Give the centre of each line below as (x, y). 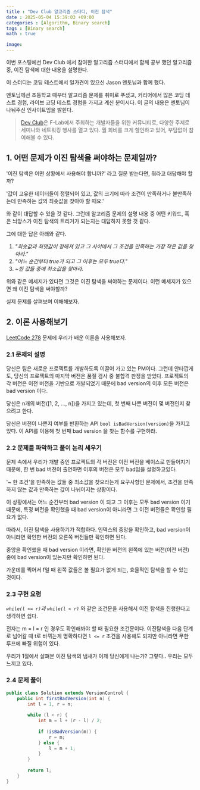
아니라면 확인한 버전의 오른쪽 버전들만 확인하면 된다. (66, 537)
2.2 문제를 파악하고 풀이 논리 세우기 (54, 448)
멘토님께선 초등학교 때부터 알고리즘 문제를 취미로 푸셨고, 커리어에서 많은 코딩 (95, 95)
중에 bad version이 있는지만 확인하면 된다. (56, 557)
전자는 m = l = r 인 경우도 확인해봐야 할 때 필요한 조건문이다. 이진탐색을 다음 (94, 628)
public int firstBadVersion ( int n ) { (64, 698)
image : (14, 45)
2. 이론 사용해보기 (37, 322)
